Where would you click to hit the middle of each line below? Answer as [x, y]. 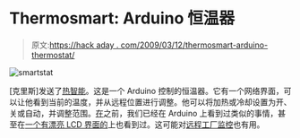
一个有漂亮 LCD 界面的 [67, 124]
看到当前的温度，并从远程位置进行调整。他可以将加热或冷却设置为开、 [162, 102]
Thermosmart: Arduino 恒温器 [122, 18]
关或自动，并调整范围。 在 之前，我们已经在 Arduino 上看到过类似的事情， [144, 113]
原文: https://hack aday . [75, 45]
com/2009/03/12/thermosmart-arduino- [194, 45]
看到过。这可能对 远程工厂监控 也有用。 [194, 124]
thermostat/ [53, 55]
